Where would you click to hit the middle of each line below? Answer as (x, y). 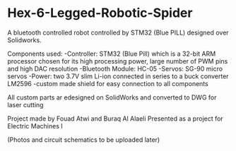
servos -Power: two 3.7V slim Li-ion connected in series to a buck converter (118, 76)
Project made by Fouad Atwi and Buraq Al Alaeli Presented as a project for (116, 119)
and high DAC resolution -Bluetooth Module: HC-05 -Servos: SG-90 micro (115, 68)
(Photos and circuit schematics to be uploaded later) (84, 140)
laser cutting (25, 104)
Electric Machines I (35, 126)
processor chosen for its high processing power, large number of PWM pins (118, 61)
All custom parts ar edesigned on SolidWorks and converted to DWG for (112, 97)
